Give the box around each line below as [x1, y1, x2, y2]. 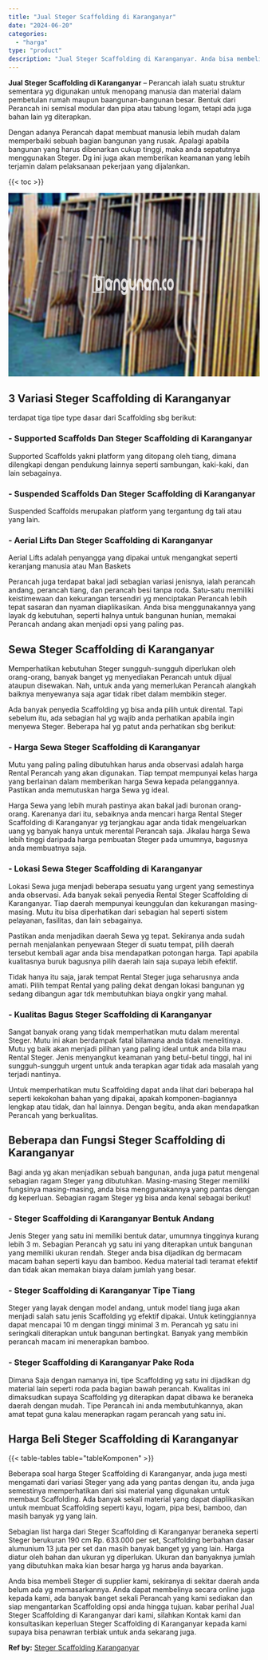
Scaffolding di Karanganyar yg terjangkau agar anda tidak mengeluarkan [8, 818, 247, 828]
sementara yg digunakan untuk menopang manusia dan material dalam [8, 86, 242, 96]
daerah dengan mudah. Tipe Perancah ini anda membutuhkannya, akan [8, 1400, 243, 1411]
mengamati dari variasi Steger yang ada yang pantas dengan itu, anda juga [8, 1478, 255, 1487]
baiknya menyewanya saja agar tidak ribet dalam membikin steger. [8, 689, 227, 699]
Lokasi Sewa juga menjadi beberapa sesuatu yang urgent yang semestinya [8, 881, 254, 891]
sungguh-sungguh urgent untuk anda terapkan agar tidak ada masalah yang [8, 1060, 259, 1071]
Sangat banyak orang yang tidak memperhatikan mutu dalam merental [8, 1027, 239, 1036]
